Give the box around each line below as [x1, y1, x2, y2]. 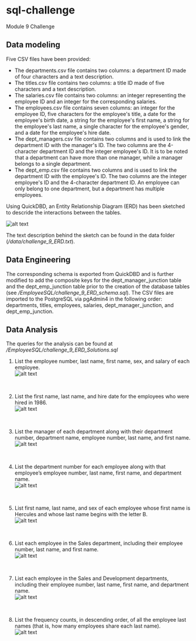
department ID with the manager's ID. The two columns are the [14, 141, 167, 148]
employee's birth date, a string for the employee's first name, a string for [14, 117, 190, 124]
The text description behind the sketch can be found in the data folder [6, 231, 176, 238]
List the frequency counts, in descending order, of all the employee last [14, 616, 186, 623]
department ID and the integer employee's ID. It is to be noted [39, 148, 188, 155]
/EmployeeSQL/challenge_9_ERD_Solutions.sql [6, 346, 118, 353]
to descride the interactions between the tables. [6, 209, 122, 216]
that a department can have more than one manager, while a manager [14, 154, 183, 161]
